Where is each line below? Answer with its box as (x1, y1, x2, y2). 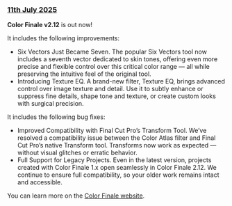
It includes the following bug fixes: (7, 113, 106, 121)
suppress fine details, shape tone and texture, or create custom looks (17, 92, 217, 100)
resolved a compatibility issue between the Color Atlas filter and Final (17, 134, 216, 142)
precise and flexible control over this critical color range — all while (17, 63, 210, 71)
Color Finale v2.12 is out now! (7, 21, 92, 29)
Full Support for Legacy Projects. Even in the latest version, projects (17, 156, 212, 164)
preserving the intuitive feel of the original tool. (17, 70, 151, 78)
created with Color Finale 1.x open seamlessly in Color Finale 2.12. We (17, 164, 217, 172)
